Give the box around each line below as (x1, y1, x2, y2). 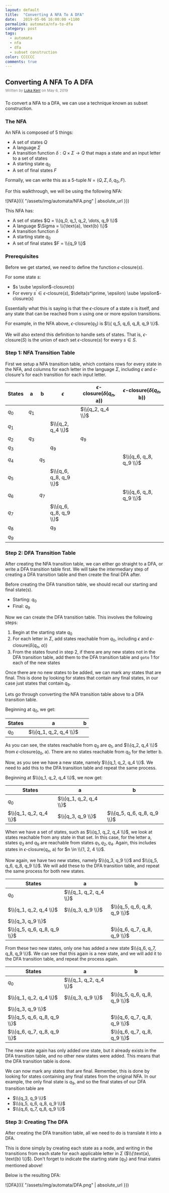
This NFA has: (5, 208, 34, 214)
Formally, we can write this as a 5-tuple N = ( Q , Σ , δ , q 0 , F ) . (5, 177, 127, 184)
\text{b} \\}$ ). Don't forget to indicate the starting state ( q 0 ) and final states (5, 1156, 161, 1163)
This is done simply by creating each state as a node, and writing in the (5, 1145, 153, 1151)
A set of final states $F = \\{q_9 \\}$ (12, 240, 86, 246)
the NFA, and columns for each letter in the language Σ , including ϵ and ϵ (5, 366, 156, 372)
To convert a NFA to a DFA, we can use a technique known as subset (5, 100, 148, 106)
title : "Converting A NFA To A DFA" (5, 12, 84, 17)
